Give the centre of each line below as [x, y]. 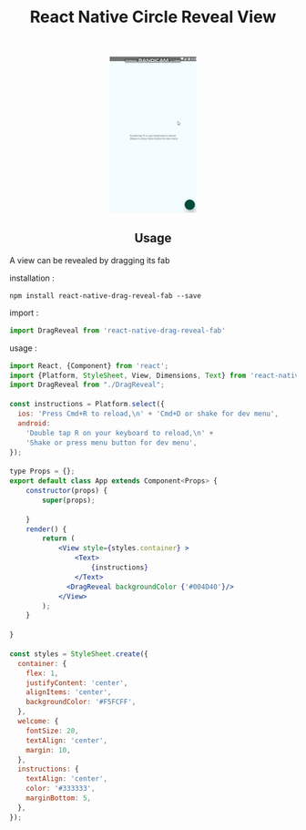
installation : [32, 278]
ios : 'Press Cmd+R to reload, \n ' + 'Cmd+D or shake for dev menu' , [148, 414]
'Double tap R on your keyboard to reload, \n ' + [120, 433]
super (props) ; [69, 500]
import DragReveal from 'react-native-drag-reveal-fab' [117, 330]
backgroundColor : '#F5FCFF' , [81, 702]
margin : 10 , [48, 750]
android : [34, 423]
